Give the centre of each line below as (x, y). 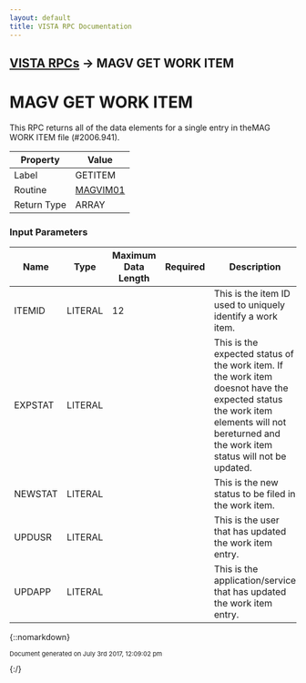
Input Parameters (49, 231)
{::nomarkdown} (40, 637)
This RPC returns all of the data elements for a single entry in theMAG (140, 127)
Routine (31, 189)
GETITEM (96, 175)
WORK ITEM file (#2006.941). (65, 137)
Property (41, 159)
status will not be (250, 456)
